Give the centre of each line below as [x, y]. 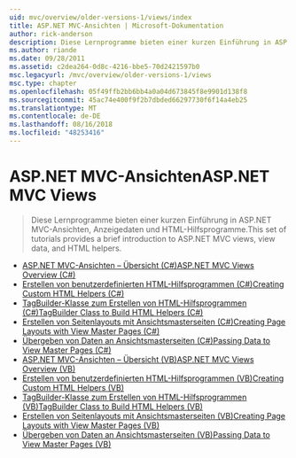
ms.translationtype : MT [53, 108]
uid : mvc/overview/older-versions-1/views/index [101, 17]
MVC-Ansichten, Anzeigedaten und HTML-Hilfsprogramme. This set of [159, 229]
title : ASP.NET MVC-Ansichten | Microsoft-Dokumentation [117, 26]
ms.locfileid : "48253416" [57, 133]
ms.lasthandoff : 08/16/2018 [61, 125]
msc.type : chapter [43, 83]
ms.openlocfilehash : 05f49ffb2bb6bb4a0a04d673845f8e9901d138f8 [129, 91]
